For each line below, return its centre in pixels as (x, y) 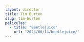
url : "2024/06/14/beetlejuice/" (47, 32)
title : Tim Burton (24, 14)
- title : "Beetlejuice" (33, 28)
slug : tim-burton (23, 18)
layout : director (23, 9)
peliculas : (16, 23)
